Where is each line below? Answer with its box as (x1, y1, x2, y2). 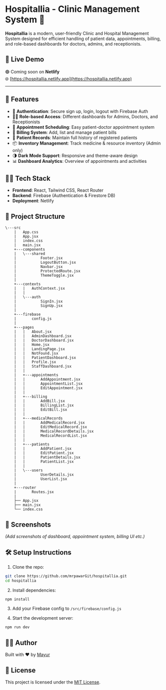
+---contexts (14, 282, 41, 287)
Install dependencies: (12, 587, 56, 593)
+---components (14, 247, 45, 252)
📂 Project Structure (5, 212, 65, 221)
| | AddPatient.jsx (14, 446, 72, 451)
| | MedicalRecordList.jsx (14, 433, 87, 439)
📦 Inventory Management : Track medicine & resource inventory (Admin (12, 140, 161, 146)
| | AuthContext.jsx (14, 286, 65, 291)
